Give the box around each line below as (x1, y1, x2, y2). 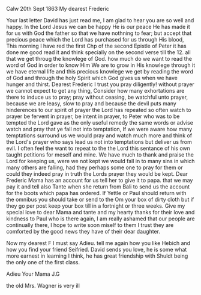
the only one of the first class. (6, 259, 80, 265)
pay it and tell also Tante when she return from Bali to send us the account (6, 183, 190, 190)
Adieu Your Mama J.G (6, 270, 60, 278)
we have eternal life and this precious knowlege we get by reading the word (6, 68, 194, 75)
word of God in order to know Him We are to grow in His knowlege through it (6, 61, 196, 69)
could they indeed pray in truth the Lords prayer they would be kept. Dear (6, 170, 188, 177)
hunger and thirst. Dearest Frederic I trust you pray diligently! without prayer (6, 81, 195, 88)
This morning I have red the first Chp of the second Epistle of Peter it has (6, 42, 187, 49)
